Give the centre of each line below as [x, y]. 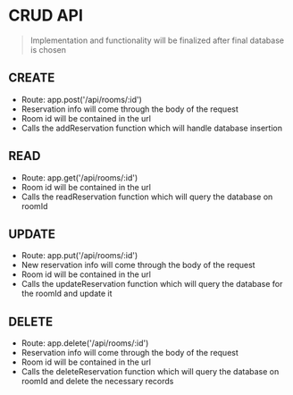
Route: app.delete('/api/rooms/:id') [85, 343]
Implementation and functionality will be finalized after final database [157, 40]
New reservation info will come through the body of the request [138, 265]
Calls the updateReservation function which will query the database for [152, 284]
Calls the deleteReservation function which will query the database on [150, 372]
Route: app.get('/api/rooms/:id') [80, 177]
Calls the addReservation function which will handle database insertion [152, 128]
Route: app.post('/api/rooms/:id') [81, 99]
